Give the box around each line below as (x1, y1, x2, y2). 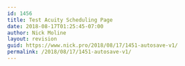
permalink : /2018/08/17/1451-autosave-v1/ (7, 49, 132, 56)
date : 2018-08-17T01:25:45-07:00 (7, 23, 104, 30)
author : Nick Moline (7, 29, 67, 36)
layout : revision (7, 36, 58, 43)
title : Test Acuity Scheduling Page (7, 16, 113, 23)
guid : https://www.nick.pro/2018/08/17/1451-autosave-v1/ (7, 42, 178, 49)
